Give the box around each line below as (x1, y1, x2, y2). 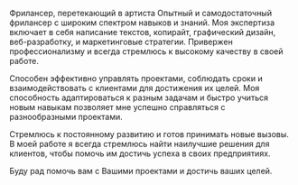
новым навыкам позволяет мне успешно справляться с (9, 102, 226, 112)
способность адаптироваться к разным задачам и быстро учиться (9, 92, 269, 103)
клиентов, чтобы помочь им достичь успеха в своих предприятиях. (9, 148, 271, 159)
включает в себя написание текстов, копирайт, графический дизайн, (9, 27, 276, 37)
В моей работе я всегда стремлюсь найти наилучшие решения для (9, 139, 270, 149)
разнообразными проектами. (9, 112, 124, 122)
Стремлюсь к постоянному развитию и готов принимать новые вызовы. (9, 129, 289, 139)
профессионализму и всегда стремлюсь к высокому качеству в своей (9, 46, 284, 57)
